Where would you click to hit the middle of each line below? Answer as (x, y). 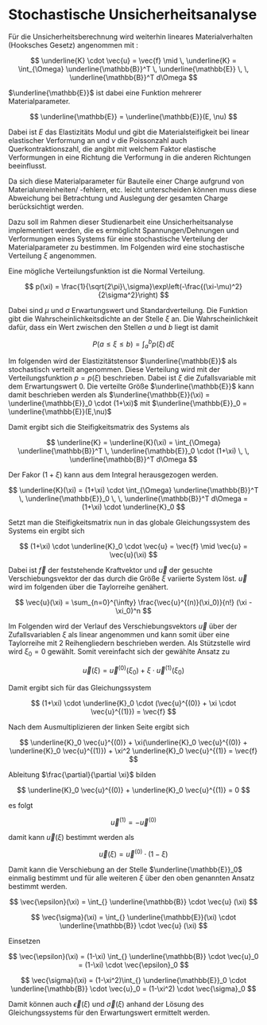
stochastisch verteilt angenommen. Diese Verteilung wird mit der (114, 369)
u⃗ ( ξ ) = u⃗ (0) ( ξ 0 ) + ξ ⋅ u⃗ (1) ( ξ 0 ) (133, 671)
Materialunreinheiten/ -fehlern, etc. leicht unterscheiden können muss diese (132, 189)
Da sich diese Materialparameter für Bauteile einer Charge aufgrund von (126, 181)
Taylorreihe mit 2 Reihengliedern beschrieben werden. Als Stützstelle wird (130, 643)
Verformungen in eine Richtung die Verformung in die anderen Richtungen (130, 157)
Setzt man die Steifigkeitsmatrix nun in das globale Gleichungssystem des (129, 523)
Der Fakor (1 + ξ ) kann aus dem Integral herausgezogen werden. (113, 475)
